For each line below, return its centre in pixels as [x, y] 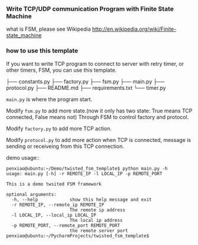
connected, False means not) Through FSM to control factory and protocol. [98, 117]
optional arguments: [32, 194]
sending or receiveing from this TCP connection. [65, 146]
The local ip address [96, 220]
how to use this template [42, 51]
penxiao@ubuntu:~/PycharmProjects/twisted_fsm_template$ [78, 236]
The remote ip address [98, 210]
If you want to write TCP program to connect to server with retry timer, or [95, 63]
